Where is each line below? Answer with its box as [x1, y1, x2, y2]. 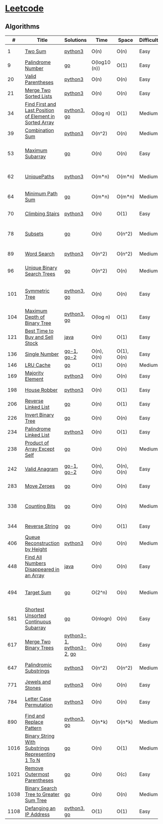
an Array [25, 572, 45, 579]
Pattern [25, 725, 42, 731]
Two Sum [25, 48, 47, 54]
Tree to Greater [25, 791, 60, 798]
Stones [25, 684, 41, 691]
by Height [25, 546, 47, 553]
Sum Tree [25, 797, 47, 804]
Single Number [25, 351, 59, 358]
